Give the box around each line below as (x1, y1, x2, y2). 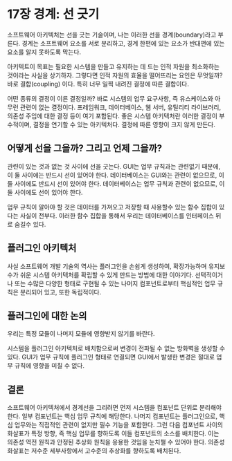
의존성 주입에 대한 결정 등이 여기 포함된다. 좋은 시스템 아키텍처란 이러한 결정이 (7, 111, 218, 120)
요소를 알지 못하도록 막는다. (7, 48, 82, 56)
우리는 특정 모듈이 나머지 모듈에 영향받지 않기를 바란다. (7, 330, 155, 338)
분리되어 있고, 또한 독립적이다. (19, 288, 102, 296)
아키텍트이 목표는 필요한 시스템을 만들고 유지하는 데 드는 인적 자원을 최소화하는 (7, 62, 220, 70)
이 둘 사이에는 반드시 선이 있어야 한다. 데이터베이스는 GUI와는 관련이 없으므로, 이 (7, 171, 225, 179)
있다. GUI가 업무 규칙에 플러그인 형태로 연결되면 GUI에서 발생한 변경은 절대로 (7, 353, 215, 361)
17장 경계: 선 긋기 (7, 6, 100, 22)
